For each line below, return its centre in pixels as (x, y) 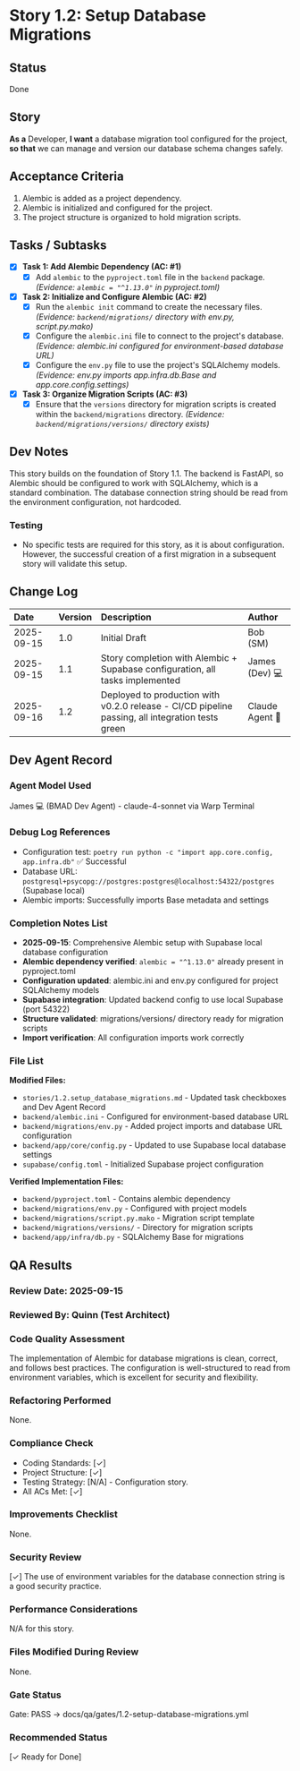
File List (26, 1061)
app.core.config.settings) (82, 384)
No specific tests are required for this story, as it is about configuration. (153, 545)
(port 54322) (46, 1009)
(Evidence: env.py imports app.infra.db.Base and (126, 375)
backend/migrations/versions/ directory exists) (122, 423)
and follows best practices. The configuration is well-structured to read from (150, 1367)
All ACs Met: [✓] (52, 1491)
